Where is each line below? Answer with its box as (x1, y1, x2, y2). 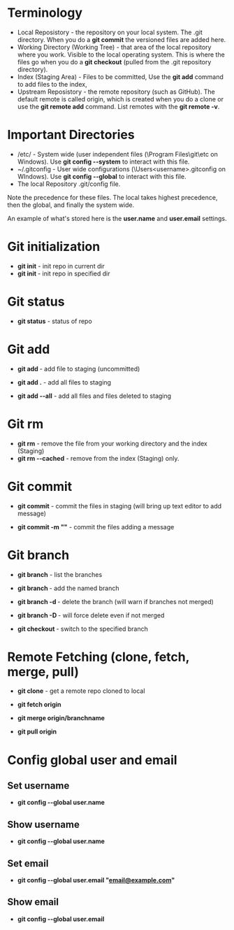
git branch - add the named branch (17, 584, 119, 592)
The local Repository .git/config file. (17, 180, 121, 188)
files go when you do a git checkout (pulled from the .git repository (17, 57, 212, 66)
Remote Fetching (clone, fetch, (7, 649, 190, 665)
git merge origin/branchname (17, 714, 105, 722)
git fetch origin (17, 701, 61, 709)
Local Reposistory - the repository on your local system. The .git (17, 28, 203, 36)
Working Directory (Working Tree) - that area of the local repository (17, 43, 212, 51)
